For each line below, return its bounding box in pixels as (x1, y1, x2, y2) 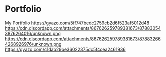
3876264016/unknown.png (5, 30, 61, 36)
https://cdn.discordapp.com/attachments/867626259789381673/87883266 (5, 36, 161, 42)
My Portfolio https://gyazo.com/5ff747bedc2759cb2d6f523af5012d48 (5, 20, 150, 26)
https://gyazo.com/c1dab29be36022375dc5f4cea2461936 (5, 46, 126, 52)
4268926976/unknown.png (5, 41, 62, 47)
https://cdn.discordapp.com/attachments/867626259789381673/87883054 (5, 25, 161, 31)
